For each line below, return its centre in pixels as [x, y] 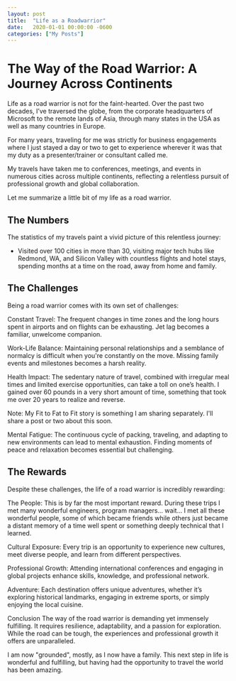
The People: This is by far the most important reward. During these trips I [114, 503]
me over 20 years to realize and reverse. [66, 399]
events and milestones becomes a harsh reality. [77, 363]
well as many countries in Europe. [57, 126]
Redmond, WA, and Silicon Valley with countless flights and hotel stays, [122, 258]
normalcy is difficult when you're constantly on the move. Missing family [113, 355]
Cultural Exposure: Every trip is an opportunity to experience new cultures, [116, 547]
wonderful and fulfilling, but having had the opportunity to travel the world [115, 662]
